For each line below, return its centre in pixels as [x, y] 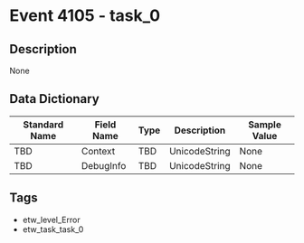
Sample [265, 125]
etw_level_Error [51, 220]
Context [98, 151]
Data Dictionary [54, 99]
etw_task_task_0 [53, 229]
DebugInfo [104, 165]
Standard [43, 125]
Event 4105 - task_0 [85, 16]
